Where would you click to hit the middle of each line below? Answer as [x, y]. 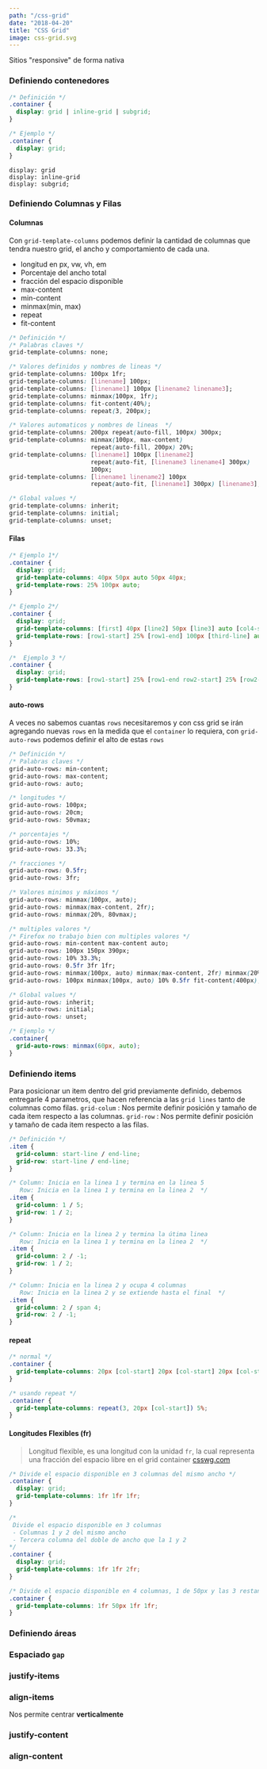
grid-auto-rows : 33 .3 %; [48, 849]
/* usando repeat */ [43, 1393]
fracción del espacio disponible [72, 281]
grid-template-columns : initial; [64, 513]
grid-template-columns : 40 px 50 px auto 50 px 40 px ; [101, 577]
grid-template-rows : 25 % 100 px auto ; [78, 585]
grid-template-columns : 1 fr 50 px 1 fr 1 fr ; [87, 1606]
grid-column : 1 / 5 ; [50, 1205]
